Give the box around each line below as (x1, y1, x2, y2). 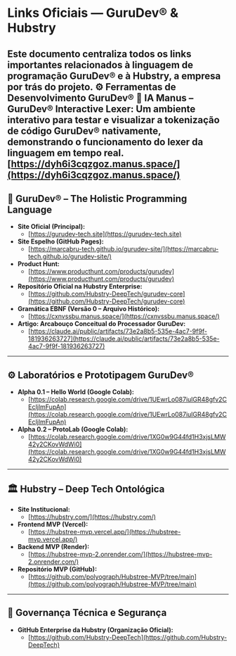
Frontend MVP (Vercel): (17, 520, 88, 529)
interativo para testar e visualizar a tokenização (7, 114, 220, 126)
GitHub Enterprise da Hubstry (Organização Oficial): (17, 625, 173, 634)
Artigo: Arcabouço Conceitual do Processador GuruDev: (17, 320, 186, 328)
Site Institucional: (17, 505, 70, 514)
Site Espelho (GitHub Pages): (17, 237, 104, 246)
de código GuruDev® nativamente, (7, 125, 162, 137)
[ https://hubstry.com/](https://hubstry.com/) (27, 512, 157, 522)
